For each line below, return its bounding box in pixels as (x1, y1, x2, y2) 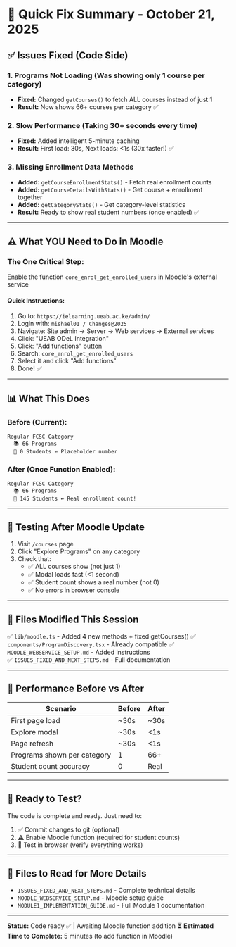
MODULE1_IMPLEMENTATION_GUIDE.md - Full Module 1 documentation (17, 901, 205, 910)
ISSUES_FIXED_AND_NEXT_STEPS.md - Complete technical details (17, 886, 195, 895)
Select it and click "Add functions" (17, 357, 117, 365)
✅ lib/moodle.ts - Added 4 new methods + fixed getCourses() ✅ (7, 632, 197, 640)
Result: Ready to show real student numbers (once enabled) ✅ (17, 208, 199, 217)
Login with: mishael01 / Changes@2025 (17, 320, 127, 328)
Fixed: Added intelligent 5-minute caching (17, 137, 140, 145)
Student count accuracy (11, 761, 90, 771)
